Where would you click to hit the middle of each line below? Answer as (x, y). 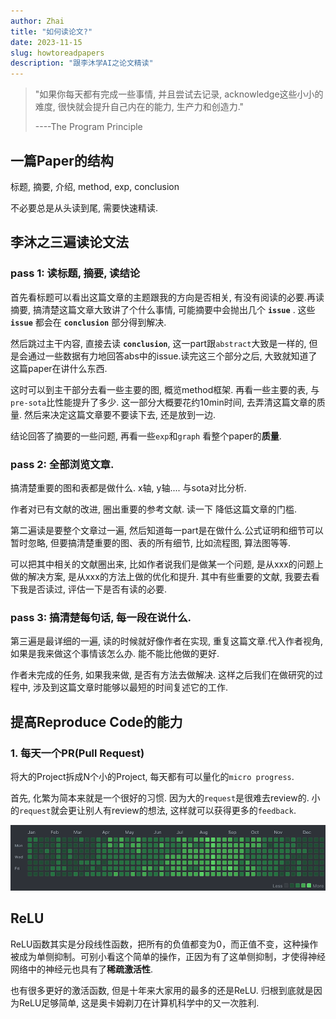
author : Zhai (37, 21)
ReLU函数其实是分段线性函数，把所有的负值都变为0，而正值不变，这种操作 (164, 944)
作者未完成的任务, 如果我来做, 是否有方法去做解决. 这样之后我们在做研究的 (162, 675)
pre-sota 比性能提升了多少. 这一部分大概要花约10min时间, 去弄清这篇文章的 (163, 402)
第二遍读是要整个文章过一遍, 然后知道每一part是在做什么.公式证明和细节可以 (167, 530)
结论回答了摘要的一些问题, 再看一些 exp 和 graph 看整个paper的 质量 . (146, 436)
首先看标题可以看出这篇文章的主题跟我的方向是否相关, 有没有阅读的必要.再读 (167, 297)
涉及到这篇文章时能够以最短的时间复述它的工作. (130, 687)
